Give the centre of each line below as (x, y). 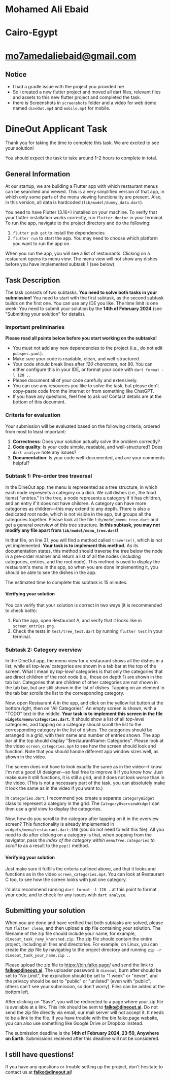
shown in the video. (26, 757)
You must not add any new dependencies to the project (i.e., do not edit (88, 348)
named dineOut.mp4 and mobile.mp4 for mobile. (61, 108)
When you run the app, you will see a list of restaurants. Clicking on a (78, 254)
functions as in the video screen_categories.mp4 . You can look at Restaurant (85, 874)
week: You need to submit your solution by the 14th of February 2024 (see (84, 309)
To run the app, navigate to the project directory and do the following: (78, 223)
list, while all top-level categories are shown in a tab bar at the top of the (81, 666)
